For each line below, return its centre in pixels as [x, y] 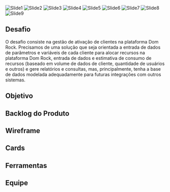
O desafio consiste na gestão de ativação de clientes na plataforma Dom [82, 41]
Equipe [17, 183]
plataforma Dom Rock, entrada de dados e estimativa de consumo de [79, 58]
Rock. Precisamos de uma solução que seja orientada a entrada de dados [83, 47]
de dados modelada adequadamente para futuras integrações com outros [83, 74]
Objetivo [19, 96]
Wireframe [23, 131]
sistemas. [15, 80]
